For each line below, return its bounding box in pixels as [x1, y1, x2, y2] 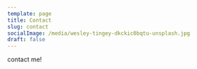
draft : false [7, 36, 46, 43]
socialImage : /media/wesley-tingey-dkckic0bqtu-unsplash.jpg [7, 29, 191, 37]
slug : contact [7, 23, 49, 30]
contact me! [7, 55, 42, 63]
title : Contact [7, 17, 52, 24]
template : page [7, 10, 52, 17]
